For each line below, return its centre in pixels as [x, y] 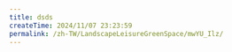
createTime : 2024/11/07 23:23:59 [71, 26]
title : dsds [31, 17]
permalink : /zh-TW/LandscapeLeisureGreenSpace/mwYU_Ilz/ [116, 33]
